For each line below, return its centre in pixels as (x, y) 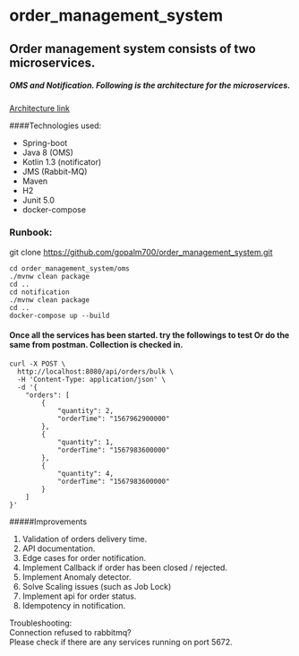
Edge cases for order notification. (84, 558)
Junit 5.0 (38, 200)
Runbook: (31, 232)
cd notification (39, 292)
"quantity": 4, (85, 474)
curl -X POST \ (38, 364)
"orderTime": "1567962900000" (113, 419)
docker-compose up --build (60, 315)
